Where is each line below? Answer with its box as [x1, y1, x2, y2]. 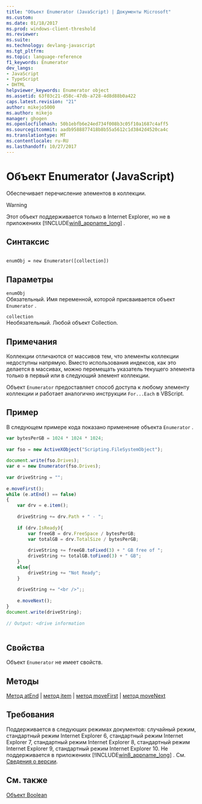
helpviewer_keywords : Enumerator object [6, 88, 110, 94]
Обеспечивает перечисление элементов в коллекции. [6, 190, 147, 197]
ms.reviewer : [6, 31, 39, 37]
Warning [6, 201, 27, 208]
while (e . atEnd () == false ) [6, 491, 77, 497]
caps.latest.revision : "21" [6, 98, 77, 104]
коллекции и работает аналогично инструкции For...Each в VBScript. [6, 390, 185, 397]
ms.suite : [6, 37, 31, 43]
